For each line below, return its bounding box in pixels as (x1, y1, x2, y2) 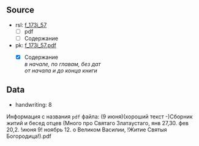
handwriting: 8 (15, 101, 52, 108)
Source (6, 5, 35, 15)
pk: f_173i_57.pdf (15, 41, 56, 48)
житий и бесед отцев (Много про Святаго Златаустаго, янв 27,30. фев (6, 119, 189, 126)
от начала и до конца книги (24, 67, 98, 74)
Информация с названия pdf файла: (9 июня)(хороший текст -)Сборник (6, 113, 193, 120)
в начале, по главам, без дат (24, 61, 101, 67)
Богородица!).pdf (6, 132, 52, 140)
